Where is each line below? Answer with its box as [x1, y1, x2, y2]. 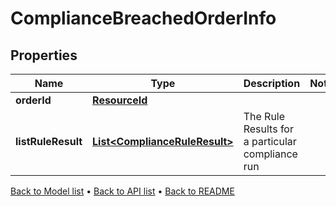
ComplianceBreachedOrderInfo [10, 7, 277, 30]
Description [243, 77, 301, 90]
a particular [243, 135, 297, 148]
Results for [243, 122, 294, 136]
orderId [15, 93, 52, 107]
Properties [10, 47, 78, 64]
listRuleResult [15, 135, 83, 148]
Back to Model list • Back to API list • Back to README [10, 185, 235, 197]
